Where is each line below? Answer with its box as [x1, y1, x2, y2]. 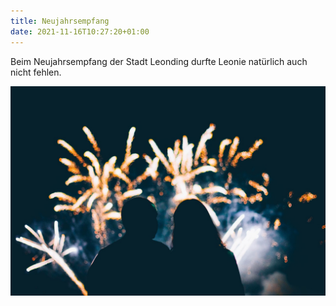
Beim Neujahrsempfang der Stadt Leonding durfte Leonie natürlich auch [10, 55, 308, 67]
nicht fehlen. [10, 66, 62, 78]
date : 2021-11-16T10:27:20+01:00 [10, 26, 150, 37]
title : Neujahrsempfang [10, 16, 110, 26]
